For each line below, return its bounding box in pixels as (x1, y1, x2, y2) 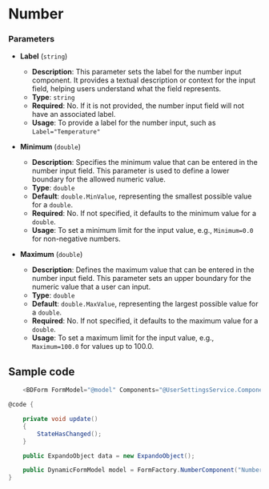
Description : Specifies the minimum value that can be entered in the (31, 158, 258, 167)
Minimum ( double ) (19, 142, 82, 152)
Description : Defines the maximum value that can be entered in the (31, 265, 255, 275)
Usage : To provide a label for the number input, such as (31, 118, 216, 128)
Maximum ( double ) (19, 250, 83, 259)
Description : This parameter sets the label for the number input (31, 67, 242, 77)
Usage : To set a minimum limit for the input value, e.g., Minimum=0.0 (31, 226, 254, 235)
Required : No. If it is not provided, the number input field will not (31, 101, 244, 110)
